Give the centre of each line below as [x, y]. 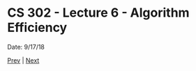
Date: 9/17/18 [26, 47]
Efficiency [37, 27]
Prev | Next [23, 60]
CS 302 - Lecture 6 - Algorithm [98, 13]
